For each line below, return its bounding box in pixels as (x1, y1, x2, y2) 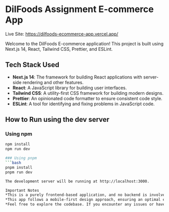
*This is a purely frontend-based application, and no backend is (5, 192, 147, 197)
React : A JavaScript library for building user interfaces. (12, 85, 127, 91)
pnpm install (5, 165, 33, 170)
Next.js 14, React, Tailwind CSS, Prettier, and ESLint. (5, 46, 113, 52)
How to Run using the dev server (5, 115, 110, 124)
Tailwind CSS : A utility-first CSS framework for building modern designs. (12, 90, 164, 96)
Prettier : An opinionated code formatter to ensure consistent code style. (12, 95, 162, 101)
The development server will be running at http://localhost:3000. (5, 179, 150, 184)
